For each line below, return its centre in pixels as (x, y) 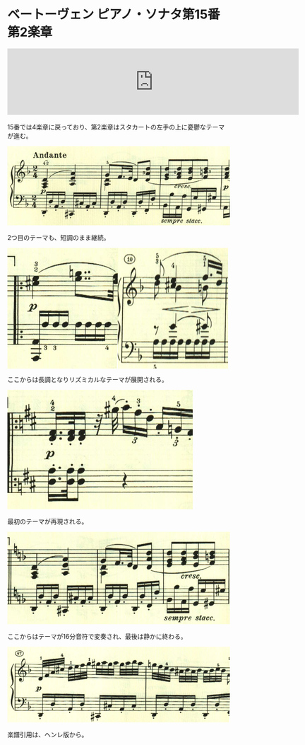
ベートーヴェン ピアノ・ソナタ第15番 (114, 15)
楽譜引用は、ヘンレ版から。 (48, 734)
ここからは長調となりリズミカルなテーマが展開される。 (88, 379)
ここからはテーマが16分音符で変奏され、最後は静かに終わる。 (97, 636)
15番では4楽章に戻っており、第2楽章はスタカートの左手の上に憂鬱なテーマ (116, 127)
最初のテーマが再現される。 (48, 521)
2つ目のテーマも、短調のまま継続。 (59, 237)
